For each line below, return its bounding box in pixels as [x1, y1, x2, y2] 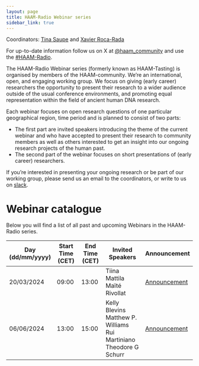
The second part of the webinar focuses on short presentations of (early [14, 151, 192, 158]
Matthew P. [105, 313, 137, 322]
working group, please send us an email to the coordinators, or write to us [6, 175, 187, 182]
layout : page [6, 8, 38, 15]
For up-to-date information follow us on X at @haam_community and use [6, 47, 184, 54]
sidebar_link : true [6, 20, 54, 25]
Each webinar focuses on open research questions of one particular [6, 108, 172, 115]
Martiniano [105, 336, 136, 344]
